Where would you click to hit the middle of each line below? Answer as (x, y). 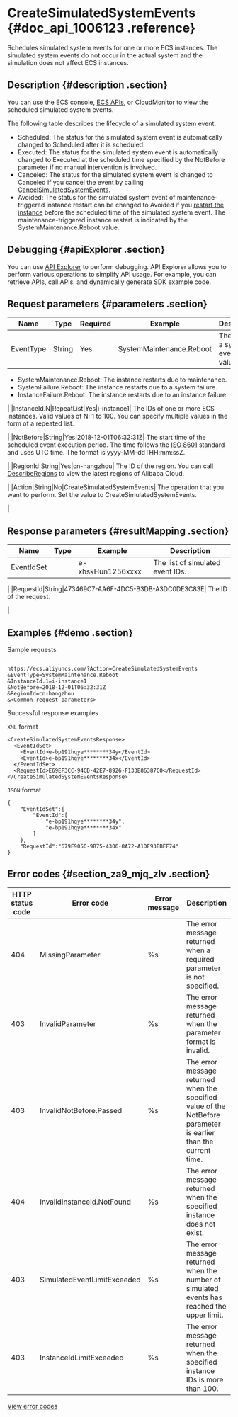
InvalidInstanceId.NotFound (85, 1202)
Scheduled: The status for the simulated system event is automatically (120, 137)
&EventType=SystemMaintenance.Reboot (63, 675)
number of (203, 1280)
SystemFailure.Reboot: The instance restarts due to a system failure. (117, 387)
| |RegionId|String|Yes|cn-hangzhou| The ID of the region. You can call (110, 466)
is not (195, 977)
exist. (195, 1232)
